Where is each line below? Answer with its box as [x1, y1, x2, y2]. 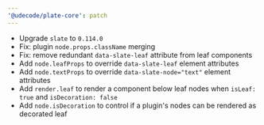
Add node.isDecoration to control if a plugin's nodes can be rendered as [18, 100, 257, 110]
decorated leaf [18, 108, 68, 119]
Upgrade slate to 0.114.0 [18, 33, 103, 43]
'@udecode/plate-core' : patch [7, 11, 108, 20]
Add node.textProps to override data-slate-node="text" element [18, 66, 231, 76]
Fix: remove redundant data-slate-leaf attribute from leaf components [18, 50, 253, 59]
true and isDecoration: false [18, 92, 118, 101]
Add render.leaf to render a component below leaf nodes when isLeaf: [18, 84, 256, 93]
